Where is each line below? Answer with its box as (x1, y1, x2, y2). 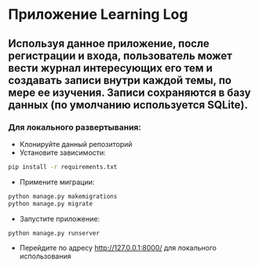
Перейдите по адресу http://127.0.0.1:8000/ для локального (19, 243, 217, 253)
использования (19, 251, 71, 261)
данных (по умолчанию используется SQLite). (8, 98, 249, 112)
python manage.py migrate (8, 199, 93, 207)
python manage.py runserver (8, 229, 100, 237)
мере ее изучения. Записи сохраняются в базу (8, 86, 251, 99)
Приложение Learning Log (8, 5, 188, 24)
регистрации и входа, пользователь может (8, 49, 233, 62)
